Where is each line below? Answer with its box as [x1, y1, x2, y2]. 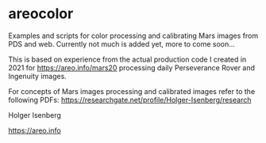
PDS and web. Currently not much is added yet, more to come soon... [8, 39, 236, 48]
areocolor [8, 5, 74, 23]
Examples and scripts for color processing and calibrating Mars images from [8, 31, 259, 40]
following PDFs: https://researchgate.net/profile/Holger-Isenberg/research [8, 95, 252, 104]
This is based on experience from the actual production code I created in [8, 55, 247, 64]
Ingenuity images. [8, 71, 67, 81]
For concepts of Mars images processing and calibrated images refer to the [8, 86, 256, 96]
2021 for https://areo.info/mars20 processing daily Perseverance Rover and [8, 62, 256, 72]
